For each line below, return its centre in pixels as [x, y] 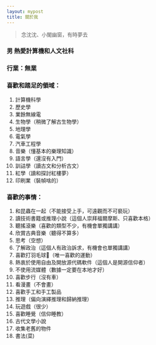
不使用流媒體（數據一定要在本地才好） [61, 269]
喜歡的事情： [25, 197]
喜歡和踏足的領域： [34, 86]
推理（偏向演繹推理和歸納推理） [53, 299]
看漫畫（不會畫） [36, 284]
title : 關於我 [22, 17]
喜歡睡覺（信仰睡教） [41, 314]
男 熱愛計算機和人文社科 [40, 51]
